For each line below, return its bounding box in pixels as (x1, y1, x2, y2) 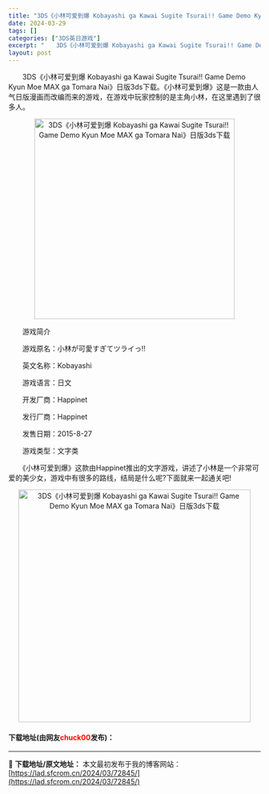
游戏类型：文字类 (22, 446, 78, 456)
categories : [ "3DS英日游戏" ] (8, 34, 101, 43)
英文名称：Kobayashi (22, 361, 92, 370)
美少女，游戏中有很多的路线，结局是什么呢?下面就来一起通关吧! (22, 473, 232, 482)
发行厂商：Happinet (22, 412, 88, 421)
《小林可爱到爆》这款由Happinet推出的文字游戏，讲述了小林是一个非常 (22, 463, 252, 472)
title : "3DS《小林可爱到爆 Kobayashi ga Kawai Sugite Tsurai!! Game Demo (8, 11, 251, 20)
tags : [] (8, 26, 38, 34)
